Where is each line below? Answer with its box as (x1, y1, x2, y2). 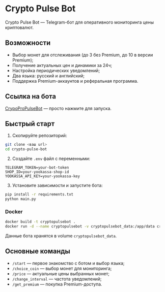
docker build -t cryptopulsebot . (5, 220, 76, 225)
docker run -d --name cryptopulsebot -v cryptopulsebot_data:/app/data (5, 224, 155, 229)
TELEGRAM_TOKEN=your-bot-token (5, 165, 69, 170)
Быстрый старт (5, 119, 55, 128)
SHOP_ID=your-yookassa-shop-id (5, 169, 69, 175)
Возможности (5, 39, 51, 47)
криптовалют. (5, 24, 34, 30)
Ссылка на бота (5, 92, 56, 101)
